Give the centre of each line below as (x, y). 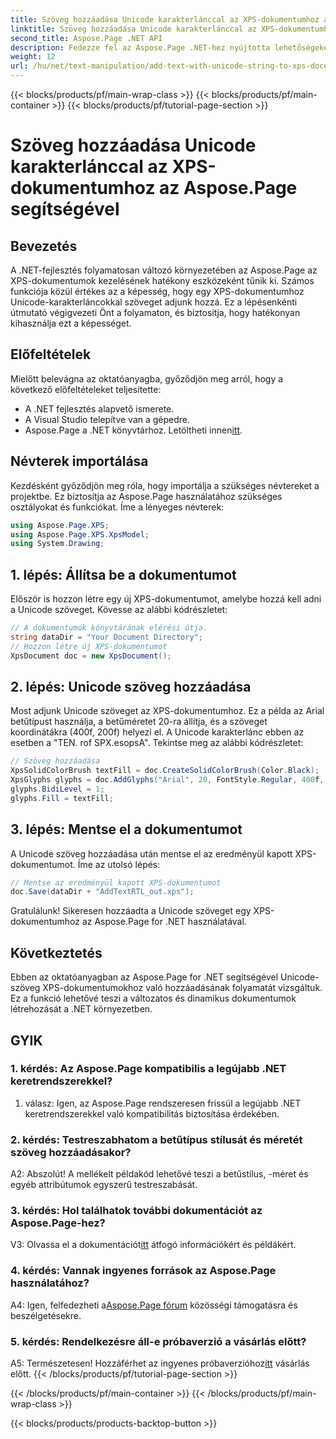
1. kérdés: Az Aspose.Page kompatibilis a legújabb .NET (148, 1069)
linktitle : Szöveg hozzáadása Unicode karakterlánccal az (133, 29)
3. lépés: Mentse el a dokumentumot (126, 829)
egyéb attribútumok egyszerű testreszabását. (104, 1185)
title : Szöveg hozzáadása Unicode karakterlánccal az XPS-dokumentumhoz (165, 19)
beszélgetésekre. (46, 1315)
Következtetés (56, 952)
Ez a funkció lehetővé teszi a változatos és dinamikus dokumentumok (153, 998)
